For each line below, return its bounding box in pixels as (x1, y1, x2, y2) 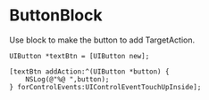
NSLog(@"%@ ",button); (25, 74, 110, 84)
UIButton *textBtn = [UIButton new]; (9, 51, 150, 60)
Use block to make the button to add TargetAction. (9, 35, 195, 45)
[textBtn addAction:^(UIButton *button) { (9, 67, 170, 76)
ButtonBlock (9, 5, 103, 26)
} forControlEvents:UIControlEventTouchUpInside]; (9, 82, 202, 91)
